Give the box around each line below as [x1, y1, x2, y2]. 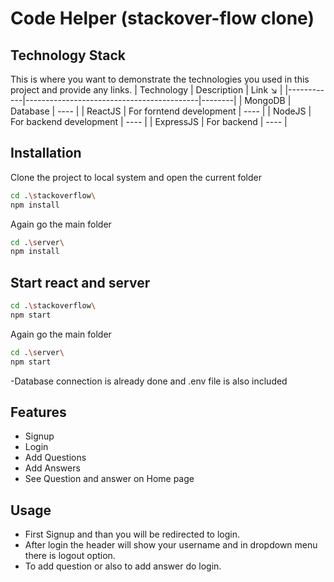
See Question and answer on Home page [24, 473, 195, 485]
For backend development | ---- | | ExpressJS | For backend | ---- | [10, 116, 288, 127]
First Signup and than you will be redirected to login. [24, 528, 240, 541]
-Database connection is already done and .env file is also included [10, 375, 288, 387]
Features [10, 404, 67, 421]
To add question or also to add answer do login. [24, 560, 222, 572]
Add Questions [24, 452, 87, 464]
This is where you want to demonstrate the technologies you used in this [10, 73, 310, 85]
